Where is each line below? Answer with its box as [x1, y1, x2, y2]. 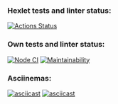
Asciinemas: [7, 73, 52, 83]
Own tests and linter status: [7, 40, 105, 50]
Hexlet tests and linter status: [7, 6, 112, 16]
